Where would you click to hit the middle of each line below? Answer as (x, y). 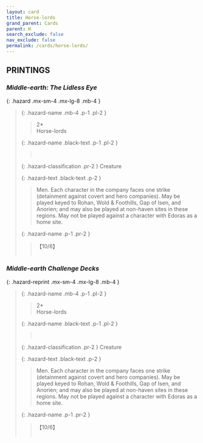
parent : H (19, 29)
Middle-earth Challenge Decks (53, 269)
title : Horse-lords (31, 18)
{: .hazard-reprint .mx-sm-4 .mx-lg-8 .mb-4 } (63, 282)
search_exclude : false (35, 35)
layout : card (23, 12)
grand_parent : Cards (33, 23)
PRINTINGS (28, 70)
